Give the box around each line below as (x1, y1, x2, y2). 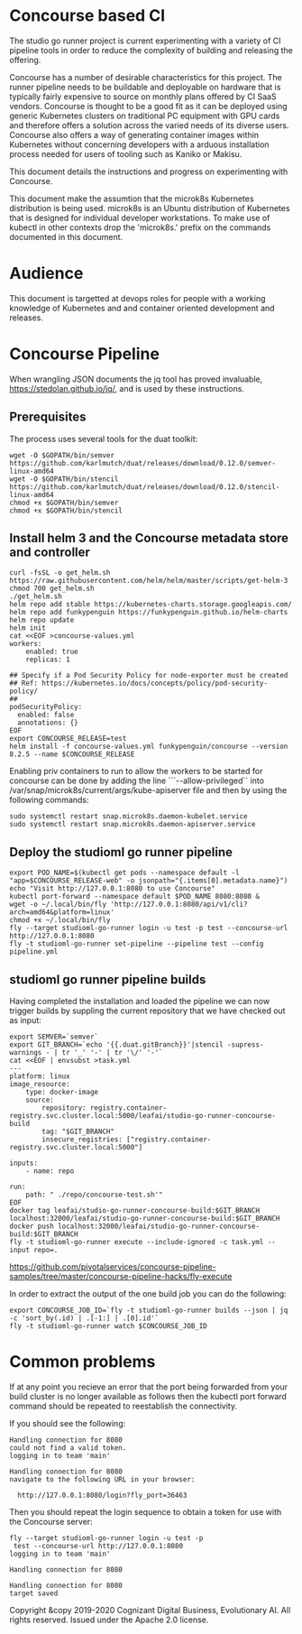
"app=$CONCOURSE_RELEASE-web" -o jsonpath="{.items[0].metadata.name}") (9, 876, 288, 885)
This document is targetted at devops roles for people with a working (9, 292, 266, 303)
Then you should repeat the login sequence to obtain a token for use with (9, 1507, 282, 1517)
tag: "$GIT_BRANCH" (41, 1127, 115, 1137)
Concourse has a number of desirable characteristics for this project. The (9, 71, 282, 82)
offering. (9, 54, 41, 65)
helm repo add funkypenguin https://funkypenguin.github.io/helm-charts (9, 608, 288, 617)
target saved (9, 1589, 59, 1598)
